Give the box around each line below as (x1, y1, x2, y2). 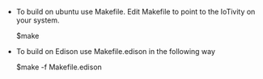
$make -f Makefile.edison (15, 62, 103, 72)
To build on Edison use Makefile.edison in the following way (15, 47, 216, 56)
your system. (15, 15, 60, 25)
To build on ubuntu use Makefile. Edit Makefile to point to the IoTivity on (15, 7, 256, 16)
